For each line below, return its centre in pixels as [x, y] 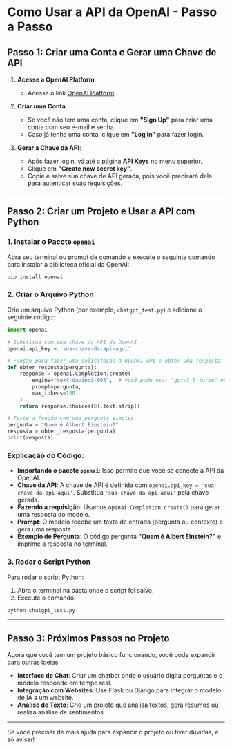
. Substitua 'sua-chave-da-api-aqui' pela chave [141, 493]
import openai [28, 330]
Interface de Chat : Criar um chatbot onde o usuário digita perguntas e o [120, 676]
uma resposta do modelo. [54, 515]
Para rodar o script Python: [46, 577]
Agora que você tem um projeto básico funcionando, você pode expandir [112, 655]
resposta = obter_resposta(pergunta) [61, 432]
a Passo [30, 27]
